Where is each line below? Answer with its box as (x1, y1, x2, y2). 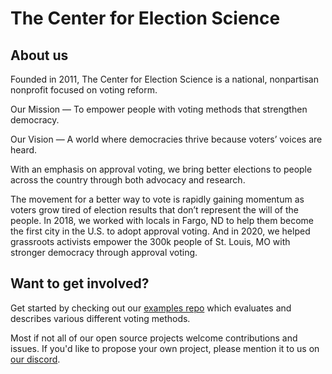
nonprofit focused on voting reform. (10, 84, 158, 96)
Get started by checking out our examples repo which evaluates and (10, 302, 292, 314)
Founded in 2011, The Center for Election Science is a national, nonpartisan (10, 73, 319, 85)
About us (10, 47, 69, 64)
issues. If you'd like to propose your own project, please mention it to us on (10, 342, 320, 354)
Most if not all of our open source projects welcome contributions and (10, 332, 298, 344)
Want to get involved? (10, 275, 150, 292)
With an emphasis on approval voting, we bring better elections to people (10, 163, 313, 175)
